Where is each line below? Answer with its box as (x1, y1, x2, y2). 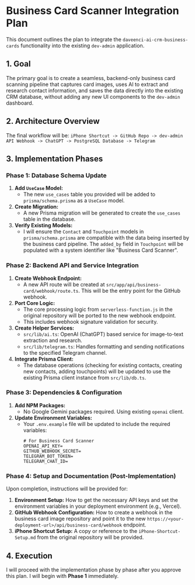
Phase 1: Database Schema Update (6, 171, 107, 179)
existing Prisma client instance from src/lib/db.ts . (23, 374, 147, 381)
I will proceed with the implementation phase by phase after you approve (6, 566, 182, 573)
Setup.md (14, 535, 36, 541)
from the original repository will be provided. (37, 534, 144, 541)
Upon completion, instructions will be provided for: (6, 485, 128, 492)
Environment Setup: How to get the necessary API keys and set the (14, 497, 178, 504)
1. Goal (6, 59, 31, 69)
